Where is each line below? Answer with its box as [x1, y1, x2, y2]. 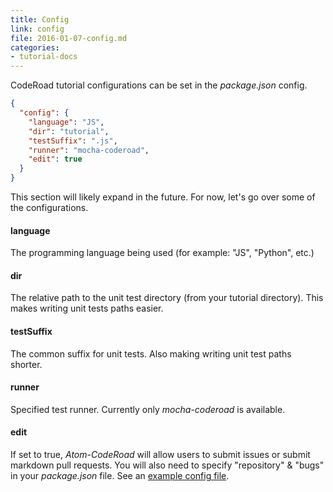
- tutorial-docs [10, 52, 78, 62]
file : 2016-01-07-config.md [10, 33, 128, 43]
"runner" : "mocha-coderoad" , [28, 145, 150, 155]
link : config [10, 24, 65, 34]
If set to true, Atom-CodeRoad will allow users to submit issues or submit [10, 449, 311, 461]
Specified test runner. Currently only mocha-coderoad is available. [10, 403, 286, 415]
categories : [10, 42, 60, 53]
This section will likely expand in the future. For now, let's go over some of [10, 191, 316, 203]
